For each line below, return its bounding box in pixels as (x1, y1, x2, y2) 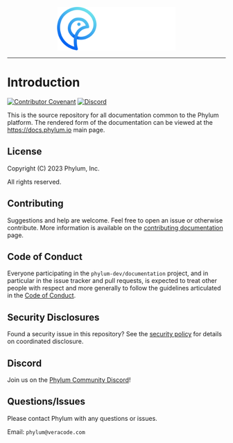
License (7, 146, 42, 157)
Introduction (7, 75, 80, 90)
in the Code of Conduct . (7, 291, 76, 299)
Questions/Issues (7, 396, 85, 408)
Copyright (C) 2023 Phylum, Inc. (7, 164, 100, 173)
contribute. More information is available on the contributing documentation (7, 223, 223, 232)
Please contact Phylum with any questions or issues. (7, 414, 157, 422)
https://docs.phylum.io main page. (7, 125, 105, 134)
